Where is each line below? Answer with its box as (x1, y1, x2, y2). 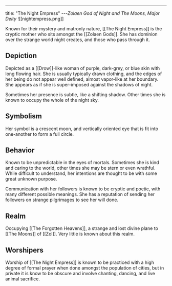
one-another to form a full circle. (5, 131, 74, 137)
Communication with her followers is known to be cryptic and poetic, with (5, 186, 161, 192)
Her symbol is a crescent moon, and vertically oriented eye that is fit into (5, 126, 159, 132)
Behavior (5, 146, 35, 155)
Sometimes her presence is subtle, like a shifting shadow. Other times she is (5, 91, 166, 98)
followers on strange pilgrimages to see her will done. (5, 196, 119, 203)
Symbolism (5, 112, 42, 121)
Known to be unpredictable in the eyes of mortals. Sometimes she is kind (5, 159, 160, 166)
